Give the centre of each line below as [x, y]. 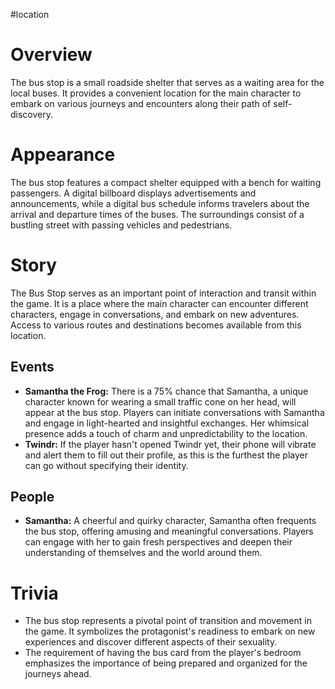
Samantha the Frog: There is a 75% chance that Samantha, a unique [166, 391]
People [32, 497]
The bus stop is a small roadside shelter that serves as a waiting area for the [167, 82]
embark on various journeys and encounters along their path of [141, 103]
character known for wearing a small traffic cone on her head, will [160, 401]
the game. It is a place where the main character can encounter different [159, 303]
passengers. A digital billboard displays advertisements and [133, 193]
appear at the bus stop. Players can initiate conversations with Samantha [174, 412]
